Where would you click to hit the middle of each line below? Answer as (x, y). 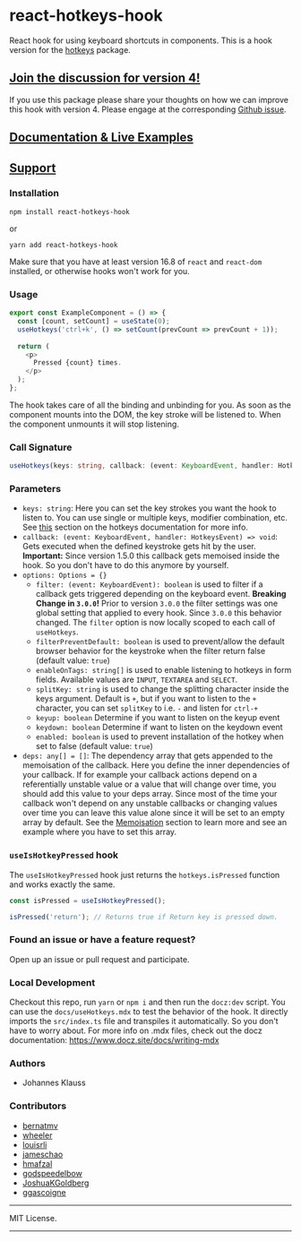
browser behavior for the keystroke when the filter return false (150, 651)
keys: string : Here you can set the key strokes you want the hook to (149, 508)
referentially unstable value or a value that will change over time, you (149, 784)
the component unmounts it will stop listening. (94, 424)
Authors (28, 1063)
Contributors (38, 1106)
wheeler (37, 1135)
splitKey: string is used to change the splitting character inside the (162, 689)
